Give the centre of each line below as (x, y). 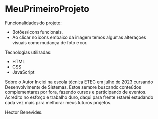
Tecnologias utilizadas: (28, 52)
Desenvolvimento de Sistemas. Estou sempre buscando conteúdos (73, 87)
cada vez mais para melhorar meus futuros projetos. (58, 102)
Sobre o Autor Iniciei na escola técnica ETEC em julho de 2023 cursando (79, 82)
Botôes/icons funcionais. (38, 32)
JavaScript (23, 72)
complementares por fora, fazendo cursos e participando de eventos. (76, 92)
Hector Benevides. (24, 112)
